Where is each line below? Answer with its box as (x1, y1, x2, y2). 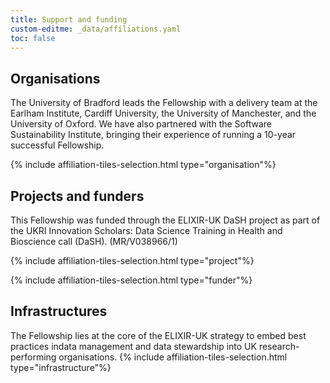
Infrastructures (10, 303, 108, 320)
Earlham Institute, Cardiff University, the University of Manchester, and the (10, 107, 317, 120)
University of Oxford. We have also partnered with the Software (10, 118, 272, 130)
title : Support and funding (10, 14, 128, 25)
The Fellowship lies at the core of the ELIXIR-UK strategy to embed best (10, 329, 307, 341)
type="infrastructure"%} (10, 361, 112, 373)
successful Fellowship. (10, 139, 105, 151)
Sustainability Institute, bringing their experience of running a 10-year (10, 129, 297, 141)
